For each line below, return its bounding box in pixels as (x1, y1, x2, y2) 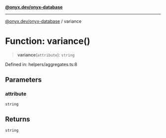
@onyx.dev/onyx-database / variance (5, 18, 82, 24)
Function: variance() (5, 35, 90, 47)
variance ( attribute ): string (17, 52, 75, 58)
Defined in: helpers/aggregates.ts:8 (5, 61, 78, 67)
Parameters (5, 76, 42, 84)
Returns (5, 115, 31, 124)
